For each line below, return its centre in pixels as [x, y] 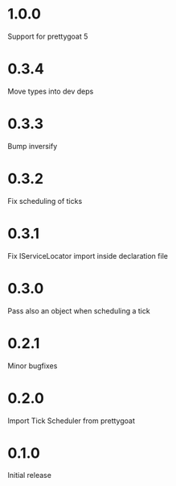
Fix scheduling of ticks [45, 201]
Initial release [29, 476]
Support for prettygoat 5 [48, 36]
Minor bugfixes [33, 366]
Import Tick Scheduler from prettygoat [72, 421]
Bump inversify [33, 146]
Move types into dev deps [51, 91]
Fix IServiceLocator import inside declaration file [88, 255]
